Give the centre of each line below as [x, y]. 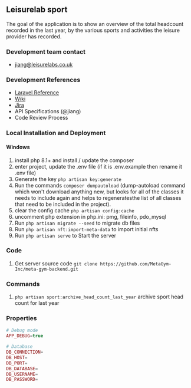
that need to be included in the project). [62, 204]
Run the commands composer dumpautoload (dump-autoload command [100, 185]
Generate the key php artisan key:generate [68, 179]
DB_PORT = [17, 363]
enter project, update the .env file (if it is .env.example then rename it [98, 166]
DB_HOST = [17, 357]
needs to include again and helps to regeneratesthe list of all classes [98, 198]
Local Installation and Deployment [56, 133]
